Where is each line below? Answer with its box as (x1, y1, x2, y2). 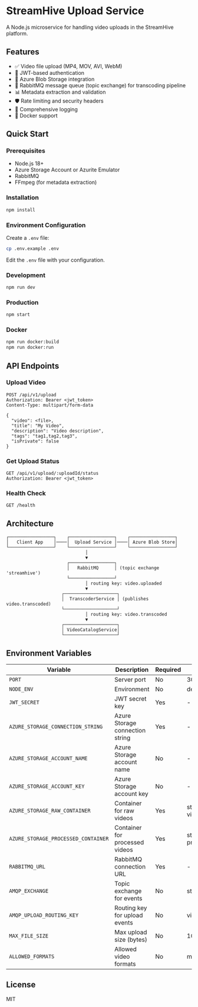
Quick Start (6, 129, 49, 139)
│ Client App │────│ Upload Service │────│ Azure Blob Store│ (6, 539, 178, 546)
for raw (114, 807, 134, 815)
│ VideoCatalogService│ (61, 627, 120, 633)
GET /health (6, 503, 35, 509)
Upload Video (6, 378, 46, 387)
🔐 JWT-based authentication (14, 69, 84, 76)
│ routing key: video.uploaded (85, 580, 162, 587)
